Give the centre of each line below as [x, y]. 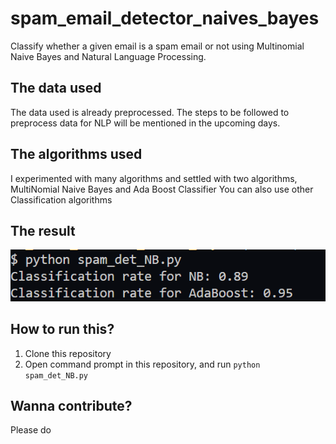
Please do [31, 430]
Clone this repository [68, 353]
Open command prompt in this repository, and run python [142, 364]
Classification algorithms [61, 199]
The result [43, 230]
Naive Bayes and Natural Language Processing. [108, 56]
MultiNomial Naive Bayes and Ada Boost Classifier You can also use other [162, 189]
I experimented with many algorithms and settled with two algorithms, [154, 178]
